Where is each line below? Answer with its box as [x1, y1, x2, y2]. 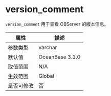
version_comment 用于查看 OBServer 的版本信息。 [5, 21, 109, 27]
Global [38, 72, 55, 79]
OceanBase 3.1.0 [38, 53, 81, 60]
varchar [38, 44, 57, 51]
